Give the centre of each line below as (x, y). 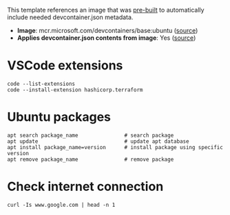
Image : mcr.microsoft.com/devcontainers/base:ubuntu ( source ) (107, 31)
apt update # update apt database (98, 141)
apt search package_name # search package (91, 135)
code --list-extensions (41, 84)
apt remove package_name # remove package (91, 159)
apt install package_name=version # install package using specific (115, 147)
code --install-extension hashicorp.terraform (75, 90)
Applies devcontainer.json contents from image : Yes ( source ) (106, 38)
